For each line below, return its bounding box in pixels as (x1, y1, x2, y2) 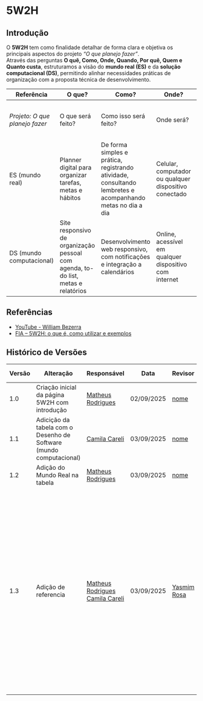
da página (36, 390, 65, 399)
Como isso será (100, 112, 146, 120)
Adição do (36, 463, 65, 472)
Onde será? (156, 116, 189, 124)
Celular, (156, 160, 178, 168)
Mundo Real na (36, 470, 79, 479)
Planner (59, 156, 82, 164)
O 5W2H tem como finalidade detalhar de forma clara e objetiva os (6, 44, 173, 51)
